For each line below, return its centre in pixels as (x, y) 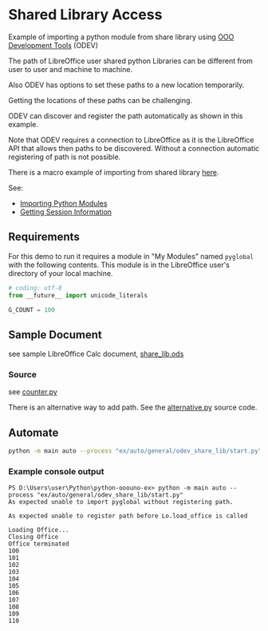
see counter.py (33, 392)
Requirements (44, 237)
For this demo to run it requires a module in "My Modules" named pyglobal (131, 256)
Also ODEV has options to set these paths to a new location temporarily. (126, 85)
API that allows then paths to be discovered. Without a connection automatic (134, 148)
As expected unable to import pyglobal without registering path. (121, 502)
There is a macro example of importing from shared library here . (114, 172)
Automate (33, 432)
